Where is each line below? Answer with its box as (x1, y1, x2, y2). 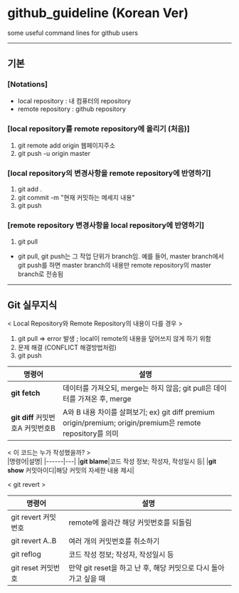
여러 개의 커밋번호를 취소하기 (68, 536, 160, 546)
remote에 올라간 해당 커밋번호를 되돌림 (68, 518, 192, 528)
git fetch (11, 388, 41, 398)
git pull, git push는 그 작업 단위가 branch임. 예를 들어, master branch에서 (17, 251, 224, 261)
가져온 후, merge (78, 394, 132, 404)
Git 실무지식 (7, 299, 58, 311)
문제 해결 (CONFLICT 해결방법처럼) (17, 343, 117, 352)
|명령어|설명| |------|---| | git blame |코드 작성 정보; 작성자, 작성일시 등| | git (7, 457, 217, 466)
